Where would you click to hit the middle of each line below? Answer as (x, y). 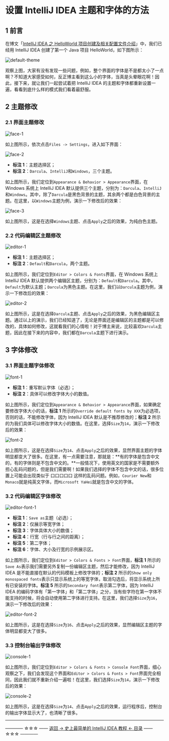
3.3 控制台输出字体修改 (33, 645)
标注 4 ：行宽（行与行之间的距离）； (49, 537)
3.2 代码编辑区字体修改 (33, 496)
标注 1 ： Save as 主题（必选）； (43, 517)
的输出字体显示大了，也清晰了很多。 (43, 713)
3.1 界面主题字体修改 (30, 365)
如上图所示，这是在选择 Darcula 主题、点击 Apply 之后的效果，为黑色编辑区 (80, 313)
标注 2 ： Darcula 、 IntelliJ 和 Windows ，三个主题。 (63, 171)
